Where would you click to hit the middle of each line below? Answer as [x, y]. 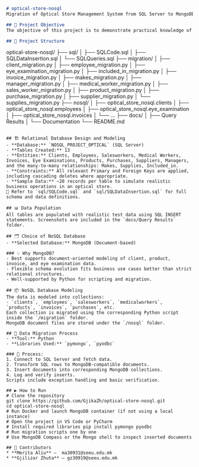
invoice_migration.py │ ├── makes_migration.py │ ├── [74, 78]
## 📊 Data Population [33, 208]
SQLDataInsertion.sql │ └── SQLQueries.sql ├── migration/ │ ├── [88, 59]
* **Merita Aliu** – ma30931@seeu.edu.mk [59, 453]
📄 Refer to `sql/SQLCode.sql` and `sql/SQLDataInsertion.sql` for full [96, 192]
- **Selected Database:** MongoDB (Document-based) [71, 243]
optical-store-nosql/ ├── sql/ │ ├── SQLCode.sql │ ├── [76, 52]
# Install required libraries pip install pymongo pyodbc [79, 427]
